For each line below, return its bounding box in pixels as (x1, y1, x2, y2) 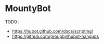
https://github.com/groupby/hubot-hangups (12, 33, 99, 39)
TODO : (5, 19, 20, 25)
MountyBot (5, 3, 51, 14)
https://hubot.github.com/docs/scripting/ (12, 28, 93, 34)
